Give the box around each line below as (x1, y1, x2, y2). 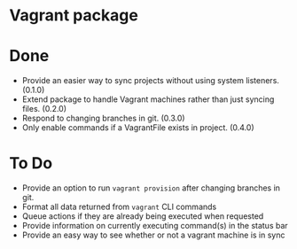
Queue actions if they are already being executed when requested (21, 211, 264, 222)
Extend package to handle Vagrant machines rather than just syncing (21, 94, 275, 105)
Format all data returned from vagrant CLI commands (21, 201, 217, 213)
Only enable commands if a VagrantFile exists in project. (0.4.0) (21, 122, 254, 133)
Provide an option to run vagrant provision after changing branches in (21, 183, 281, 193)
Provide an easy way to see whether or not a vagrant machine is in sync (21, 230, 285, 240)
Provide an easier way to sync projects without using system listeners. (21, 75, 279, 86)
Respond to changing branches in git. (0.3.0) (21, 113, 185, 124)
